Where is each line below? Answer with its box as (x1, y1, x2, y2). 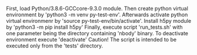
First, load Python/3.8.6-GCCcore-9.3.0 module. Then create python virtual (6, 5, 188, 12)
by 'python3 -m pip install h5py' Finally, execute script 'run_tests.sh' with (6, 23, 183, 30)
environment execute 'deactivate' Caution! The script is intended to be (6, 36, 177, 43)
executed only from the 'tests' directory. (6, 42, 103, 49)
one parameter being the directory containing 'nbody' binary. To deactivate (6, 30, 189, 37)
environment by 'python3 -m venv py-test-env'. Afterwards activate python (6, 11, 188, 18)
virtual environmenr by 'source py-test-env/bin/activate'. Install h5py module (6, 18, 192, 24)
